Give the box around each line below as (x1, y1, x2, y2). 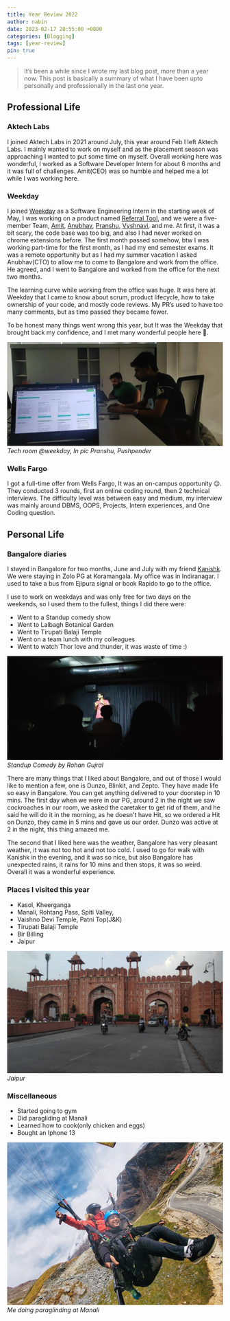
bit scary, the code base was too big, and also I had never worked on (7, 229, 202, 237)
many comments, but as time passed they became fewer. (7, 308, 169, 316)
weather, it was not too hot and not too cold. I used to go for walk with (7, 846, 205, 854)
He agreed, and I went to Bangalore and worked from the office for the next (7, 265, 220, 273)
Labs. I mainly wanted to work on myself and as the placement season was (7, 145, 219, 153)
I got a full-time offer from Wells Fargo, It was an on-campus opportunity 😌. (7, 479, 222, 487)
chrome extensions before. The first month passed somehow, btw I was (7, 236, 209, 244)
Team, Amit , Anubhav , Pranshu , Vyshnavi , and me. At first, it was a (31, 221, 220, 229)
